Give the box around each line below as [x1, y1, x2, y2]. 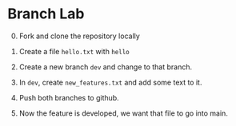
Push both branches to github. [18, 93, 119, 102]
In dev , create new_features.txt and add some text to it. [18, 77, 202, 87]
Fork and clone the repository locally [18, 31, 141, 41]
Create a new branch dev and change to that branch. [18, 61, 193, 72]
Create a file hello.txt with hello [18, 46, 130, 56]
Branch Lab [7, 5, 85, 23]
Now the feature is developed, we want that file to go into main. [18, 108, 229, 118]
